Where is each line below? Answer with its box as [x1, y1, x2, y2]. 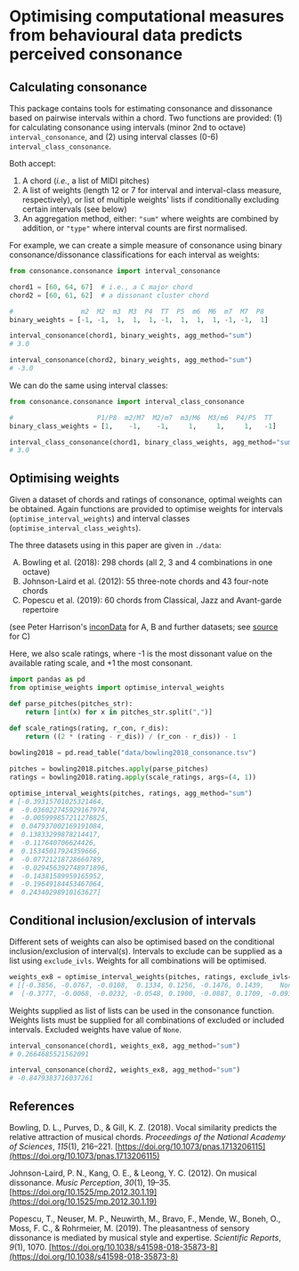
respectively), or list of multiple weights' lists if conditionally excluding [21, 194, 279, 205]
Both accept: [9, 158, 56, 168]
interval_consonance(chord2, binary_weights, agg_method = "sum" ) [9, 356, 253, 365]
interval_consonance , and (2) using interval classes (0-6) [9, 132, 219, 142]
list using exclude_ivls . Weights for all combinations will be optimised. [9, 955, 267, 966]
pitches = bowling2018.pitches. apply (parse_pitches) [9, 765, 209, 773]
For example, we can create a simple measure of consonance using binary [9, 240, 283, 250]
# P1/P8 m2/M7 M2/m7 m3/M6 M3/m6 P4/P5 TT [9, 413, 273, 422]
